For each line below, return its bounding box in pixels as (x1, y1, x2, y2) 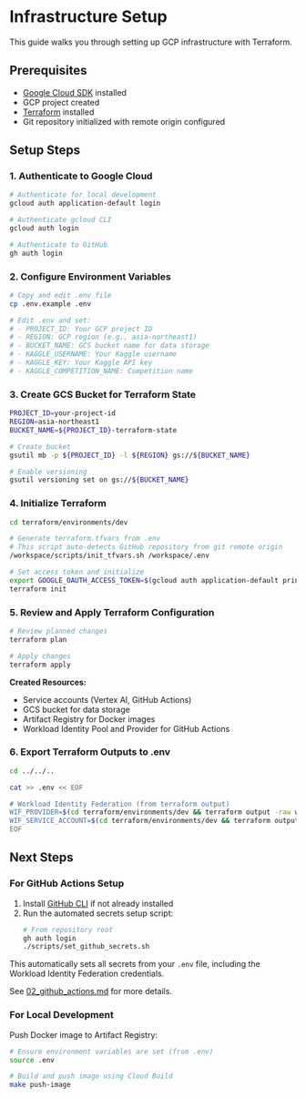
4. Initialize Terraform (9, 497, 107, 510)
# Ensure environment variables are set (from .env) (9, 1047, 214, 1056)
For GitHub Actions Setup (9, 877, 125, 890)
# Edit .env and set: (9, 316, 92, 325)
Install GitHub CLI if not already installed (22, 898, 174, 909)
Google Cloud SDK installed (22, 86, 127, 97)
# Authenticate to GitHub (9, 239, 107, 249)
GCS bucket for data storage (22, 704, 130, 715)
